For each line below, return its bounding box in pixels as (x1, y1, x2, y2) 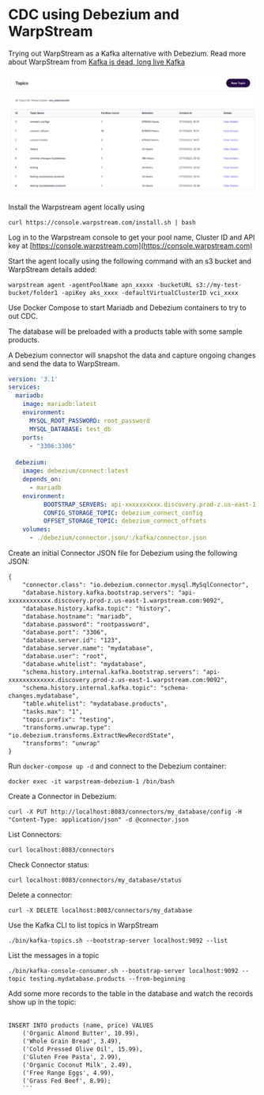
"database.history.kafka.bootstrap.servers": (22, 589, 175, 597)
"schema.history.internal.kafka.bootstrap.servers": (22, 668, 200, 676)
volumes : (22, 526, 51, 534)
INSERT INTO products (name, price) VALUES (8, 1021, 154, 1030)
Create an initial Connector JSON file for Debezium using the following (8, 549, 238, 558)
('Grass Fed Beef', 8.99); (22, 1077, 111, 1085)
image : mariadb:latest (22, 400, 97, 408)
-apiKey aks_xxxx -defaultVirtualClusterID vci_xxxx (61, 289, 239, 297)
